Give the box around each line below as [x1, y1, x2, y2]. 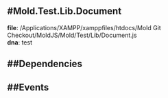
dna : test [7, 38, 33, 47]
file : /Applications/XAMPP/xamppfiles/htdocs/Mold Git [7, 23, 161, 32]
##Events [7, 82, 49, 93]
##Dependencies [7, 58, 82, 70]
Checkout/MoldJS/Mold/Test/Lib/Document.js [7, 31, 137, 39]
